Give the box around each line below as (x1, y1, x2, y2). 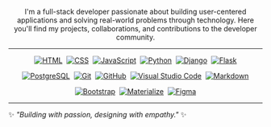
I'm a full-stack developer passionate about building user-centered (24, 7, 247, 16)
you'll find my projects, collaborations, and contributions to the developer (13, 24, 258, 33)
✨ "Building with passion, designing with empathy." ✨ (8, 110, 187, 119)
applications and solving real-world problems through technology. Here (17, 15, 254, 25)
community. (115, 32, 156, 42)
